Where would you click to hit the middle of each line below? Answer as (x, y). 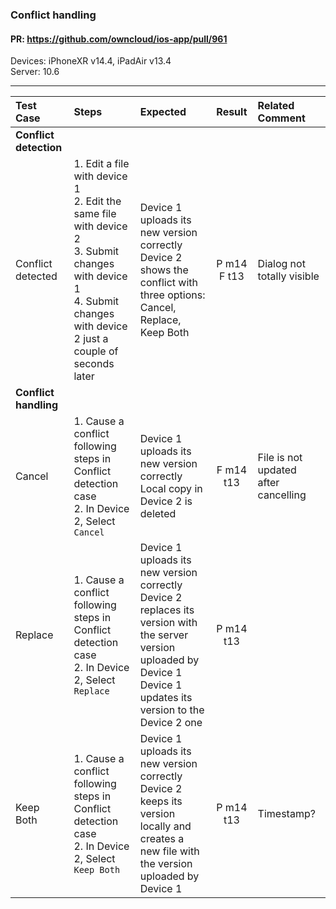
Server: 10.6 (35, 72)
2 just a (91, 339)
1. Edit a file (101, 164)
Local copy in (171, 489)
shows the (164, 270)
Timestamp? (286, 814)
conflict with (168, 283)
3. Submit (96, 251)
